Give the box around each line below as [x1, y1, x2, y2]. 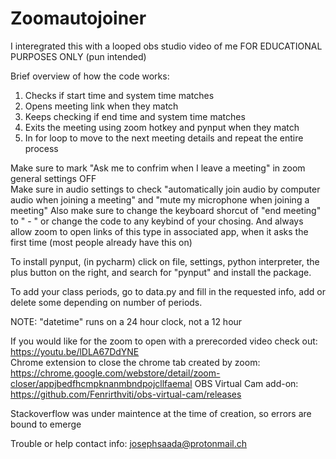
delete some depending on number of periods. [10, 296, 203, 308]
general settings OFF [10, 172, 97, 184]
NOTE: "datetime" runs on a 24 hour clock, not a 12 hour [10, 315, 243, 327]
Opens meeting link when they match [24, 100, 179, 112]
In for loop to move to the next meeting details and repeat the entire [24, 132, 304, 144]
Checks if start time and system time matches [24, 89, 215, 101]
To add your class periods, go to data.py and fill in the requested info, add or [10, 285, 326, 297]
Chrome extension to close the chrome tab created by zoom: [10, 356, 261, 368]
